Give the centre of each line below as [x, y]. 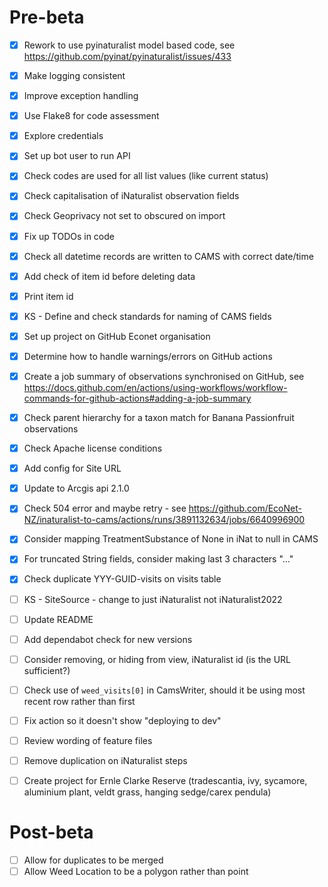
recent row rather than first [79, 701]
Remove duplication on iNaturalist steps [105, 760]
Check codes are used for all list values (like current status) [146, 176]
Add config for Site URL [72, 468]
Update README [58, 619]
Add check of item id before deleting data [109, 276]
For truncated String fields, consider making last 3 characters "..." [158, 559]
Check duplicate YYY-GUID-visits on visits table [122, 579]
